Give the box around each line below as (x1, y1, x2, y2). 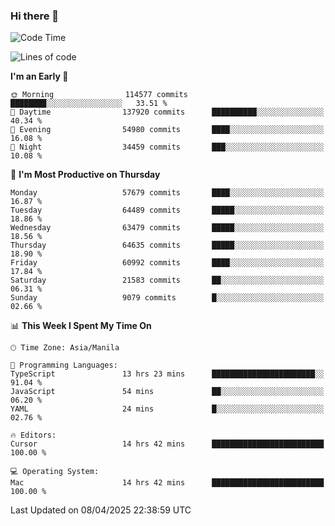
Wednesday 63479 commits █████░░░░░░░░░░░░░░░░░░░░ (10, 223, 325, 233)
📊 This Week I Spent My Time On (10, 320, 152, 332)
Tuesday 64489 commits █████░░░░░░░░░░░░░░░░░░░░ (10, 205, 325, 216)
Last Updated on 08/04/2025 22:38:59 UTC (10, 504, 192, 516)
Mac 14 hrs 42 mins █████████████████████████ (10, 478, 325, 488)
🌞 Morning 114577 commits (10, 90, 188, 100)
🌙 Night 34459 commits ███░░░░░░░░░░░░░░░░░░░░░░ (10, 142, 325, 153)
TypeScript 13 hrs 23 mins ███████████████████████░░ (10, 369, 325, 379)
